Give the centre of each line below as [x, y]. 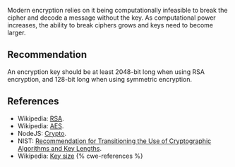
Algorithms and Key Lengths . [60, 148]
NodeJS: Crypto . [42, 133]
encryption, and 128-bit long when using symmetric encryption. [100, 79]
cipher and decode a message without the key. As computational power [112, 18]
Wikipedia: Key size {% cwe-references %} [80, 156]
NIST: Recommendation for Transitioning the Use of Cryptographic [114, 141]
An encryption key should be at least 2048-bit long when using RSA [106, 72]
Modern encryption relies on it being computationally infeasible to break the [117, 10]
